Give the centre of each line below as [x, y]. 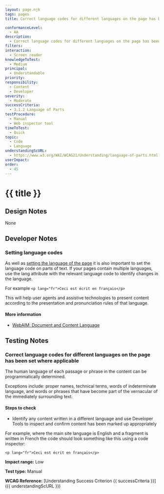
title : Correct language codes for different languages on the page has [81, 19]
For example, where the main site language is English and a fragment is [77, 433]
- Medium [18, 64]
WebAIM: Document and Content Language [56, 325]
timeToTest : [17, 128]
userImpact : [17, 160]
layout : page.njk [23, 10]
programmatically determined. [35, 376]
